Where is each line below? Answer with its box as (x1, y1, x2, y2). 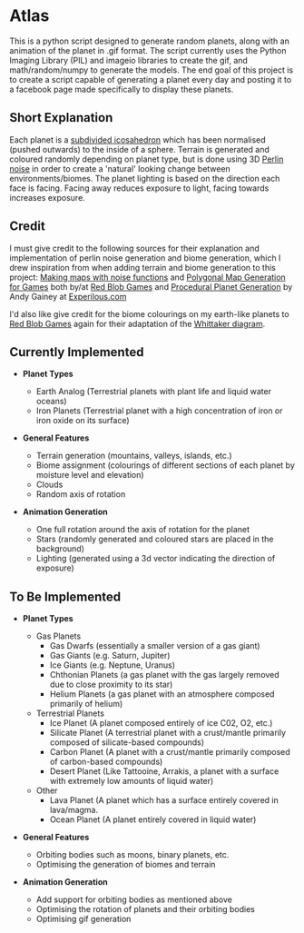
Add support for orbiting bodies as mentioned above (35, 894, 233, 905)
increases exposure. (9, 192, 86, 203)
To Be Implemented (9, 589, 122, 604)
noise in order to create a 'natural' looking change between (9, 163, 231, 174)
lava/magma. (49, 805, 99, 816)
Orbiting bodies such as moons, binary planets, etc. (35, 849, 230, 860)
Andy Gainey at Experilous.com (9, 291, 127, 302)
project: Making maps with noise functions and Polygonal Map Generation (9, 272, 286, 283)
